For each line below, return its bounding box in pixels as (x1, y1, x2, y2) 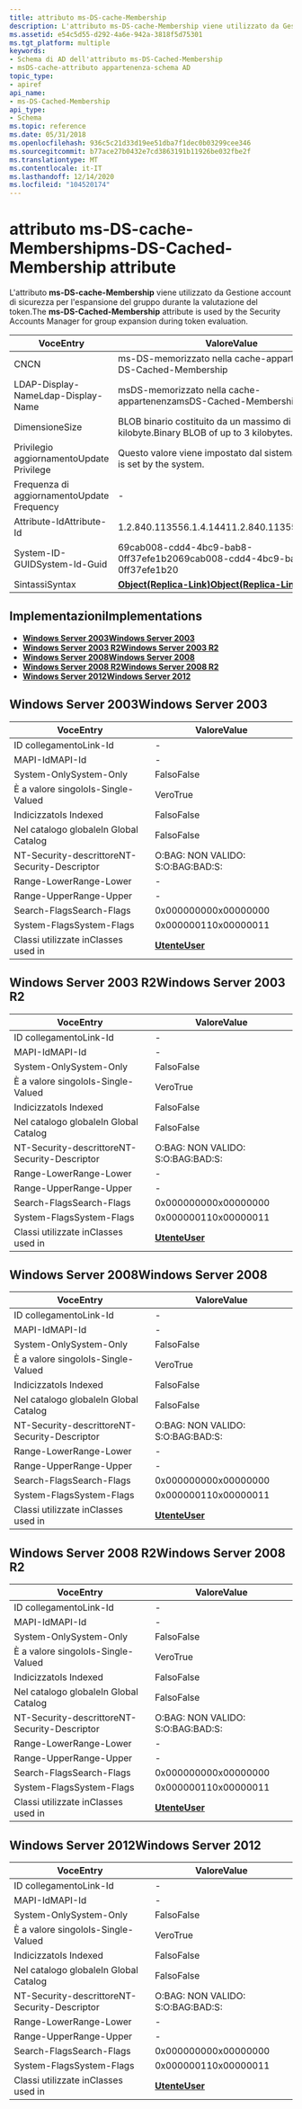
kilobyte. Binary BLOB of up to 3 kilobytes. (118, 426, 294, 439)
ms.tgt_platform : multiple (9, 38, 111, 48)
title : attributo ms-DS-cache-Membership (9, 13, 167, 22)
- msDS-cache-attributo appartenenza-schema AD (9, 64, 191, 73)
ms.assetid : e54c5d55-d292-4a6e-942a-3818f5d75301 (9, 30, 203, 39)
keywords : (9, 47, 47, 56)
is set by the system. (118, 458, 205, 470)
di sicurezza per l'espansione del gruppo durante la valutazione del (9, 297, 258, 308)
